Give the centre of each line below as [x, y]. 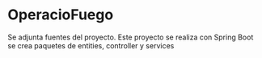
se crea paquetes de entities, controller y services [91, 45]
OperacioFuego [61, 15]
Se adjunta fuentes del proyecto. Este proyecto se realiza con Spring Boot [131, 37]
